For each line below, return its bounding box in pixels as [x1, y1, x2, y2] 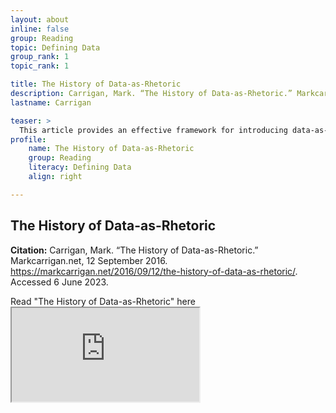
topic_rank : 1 [10, 61, 70, 71]
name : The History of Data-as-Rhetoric [28, 144, 195, 154]
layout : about [10, 14, 70, 25]
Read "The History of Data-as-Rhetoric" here [10, 295, 196, 307]
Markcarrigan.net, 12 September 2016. [10, 254, 168, 266]
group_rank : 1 [10, 52, 70, 62]
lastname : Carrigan [10, 97, 92, 108]
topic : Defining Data [10, 42, 101, 53]
